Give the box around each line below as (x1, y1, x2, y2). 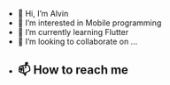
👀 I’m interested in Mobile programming (17, 18, 162, 28)
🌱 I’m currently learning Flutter (17, 27, 129, 37)
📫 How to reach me (17, 62, 128, 78)
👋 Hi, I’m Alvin (17, 9, 69, 18)
